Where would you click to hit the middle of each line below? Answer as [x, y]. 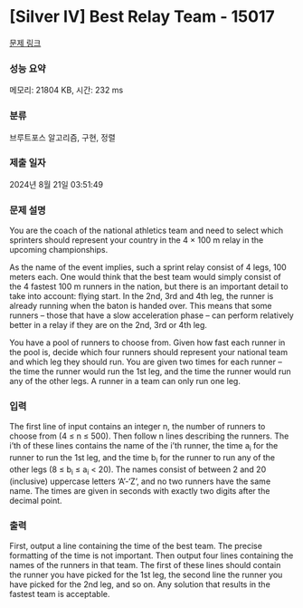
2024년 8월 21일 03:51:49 [57, 184]
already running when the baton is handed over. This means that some [141, 306]
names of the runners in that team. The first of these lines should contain [145, 565]
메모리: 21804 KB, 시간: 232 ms [66, 90]
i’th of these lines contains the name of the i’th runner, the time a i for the [144, 447]
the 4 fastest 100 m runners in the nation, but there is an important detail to [149, 286]
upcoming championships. [59, 250]
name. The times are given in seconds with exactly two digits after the [140, 490]
